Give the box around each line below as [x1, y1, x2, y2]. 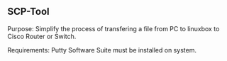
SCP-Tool [7, 6, 50, 18]
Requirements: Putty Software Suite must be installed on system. [7, 45, 197, 54]
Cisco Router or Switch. [7, 32, 77, 40]
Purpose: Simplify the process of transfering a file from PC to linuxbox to [7, 24, 220, 33]
